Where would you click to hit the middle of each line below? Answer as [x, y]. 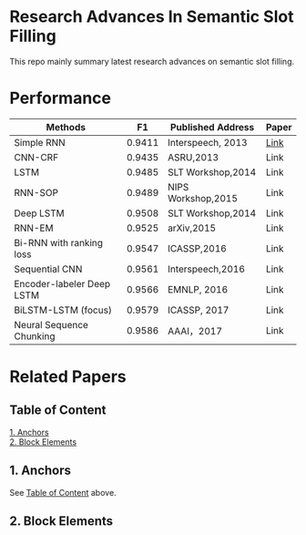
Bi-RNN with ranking [58, 242]
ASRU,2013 [193, 157]
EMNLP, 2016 [198, 289]
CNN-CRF [36, 157]
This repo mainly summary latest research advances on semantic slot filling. [152, 61]
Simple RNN [40, 142]
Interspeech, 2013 [207, 142]
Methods [66, 127]
